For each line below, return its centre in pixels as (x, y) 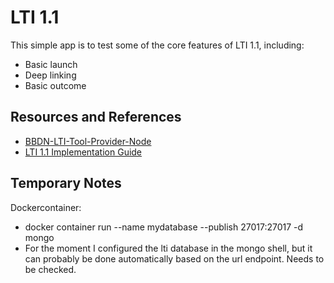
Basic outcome (55, 85)
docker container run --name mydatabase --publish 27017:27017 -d (164, 227)
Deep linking (50, 75)
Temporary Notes (66, 183)
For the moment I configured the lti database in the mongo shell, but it (168, 248)
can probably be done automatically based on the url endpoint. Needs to (174, 258)
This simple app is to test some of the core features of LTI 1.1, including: (157, 45)
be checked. (50, 269)
